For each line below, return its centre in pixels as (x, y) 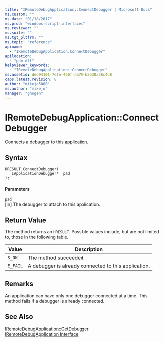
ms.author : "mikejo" (27, 88)
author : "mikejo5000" (28, 84)
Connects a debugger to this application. (47, 142)
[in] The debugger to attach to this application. (53, 204)
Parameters (17, 189)
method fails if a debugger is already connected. (55, 301)
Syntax (16, 158)
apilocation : (19, 56)
